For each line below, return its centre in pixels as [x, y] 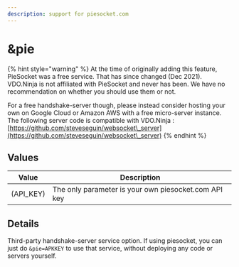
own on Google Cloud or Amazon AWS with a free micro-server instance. [115, 113]
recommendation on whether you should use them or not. [92, 91]
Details [23, 223]
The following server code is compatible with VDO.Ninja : [91, 120]
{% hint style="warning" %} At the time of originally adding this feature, [112, 69]
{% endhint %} [185, 135]
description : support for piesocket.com [68, 14]
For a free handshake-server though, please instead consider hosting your [116, 105]
